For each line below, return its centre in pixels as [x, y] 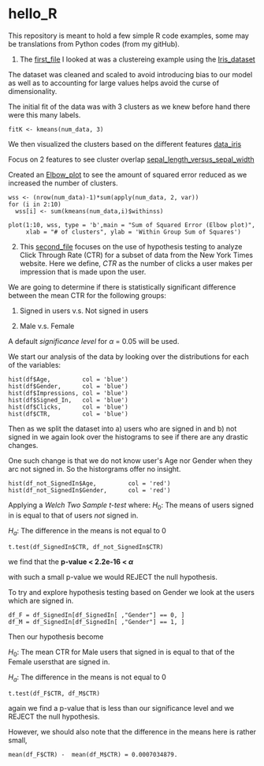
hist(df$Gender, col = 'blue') [68, 386]
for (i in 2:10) [35, 204]
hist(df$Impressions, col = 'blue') [68, 393]
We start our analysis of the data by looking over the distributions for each [129, 357]
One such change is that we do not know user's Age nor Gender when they [130, 460]
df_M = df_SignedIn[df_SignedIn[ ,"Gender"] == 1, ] [97, 622]
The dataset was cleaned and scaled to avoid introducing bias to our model [130, 74]
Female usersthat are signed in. [59, 662]
